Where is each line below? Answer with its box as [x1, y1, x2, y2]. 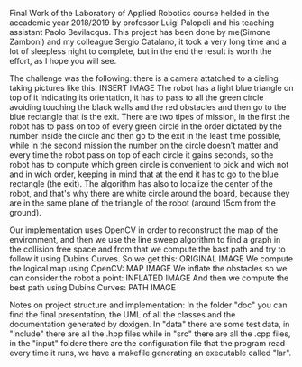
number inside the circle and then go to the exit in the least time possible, [9, 131, 282, 141]
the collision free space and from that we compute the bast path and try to [9, 243, 286, 254]
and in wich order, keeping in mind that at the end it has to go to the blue [9, 169, 279, 179]
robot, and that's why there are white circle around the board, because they [9, 188, 290, 198]
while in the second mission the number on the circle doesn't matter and [9, 140, 279, 151]
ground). [9, 207, 42, 217]
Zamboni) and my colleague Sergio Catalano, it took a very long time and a [9, 36, 287, 47]
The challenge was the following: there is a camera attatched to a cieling [9, 73, 279, 84]
